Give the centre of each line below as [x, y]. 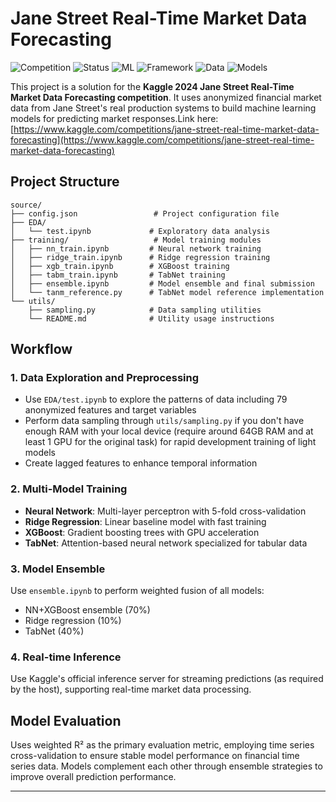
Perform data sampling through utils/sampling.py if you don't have [164, 421]
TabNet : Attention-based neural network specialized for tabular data [166, 543]
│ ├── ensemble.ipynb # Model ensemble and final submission [162, 283]
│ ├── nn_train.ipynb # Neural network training [136, 248]
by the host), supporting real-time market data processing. [131, 689]
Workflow [41, 349]
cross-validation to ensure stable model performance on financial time [155, 756]
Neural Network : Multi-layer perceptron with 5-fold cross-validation [165, 511]
